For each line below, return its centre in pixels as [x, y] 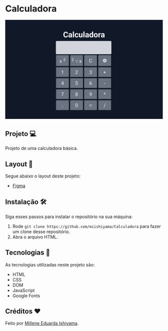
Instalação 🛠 [26, 202]
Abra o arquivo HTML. [35, 237]
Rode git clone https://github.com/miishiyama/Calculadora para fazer [87, 226]
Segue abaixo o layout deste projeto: [43, 176]
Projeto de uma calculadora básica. [42, 148]
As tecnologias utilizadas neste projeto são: [50, 264]
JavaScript [23, 290]
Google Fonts [26, 295]
